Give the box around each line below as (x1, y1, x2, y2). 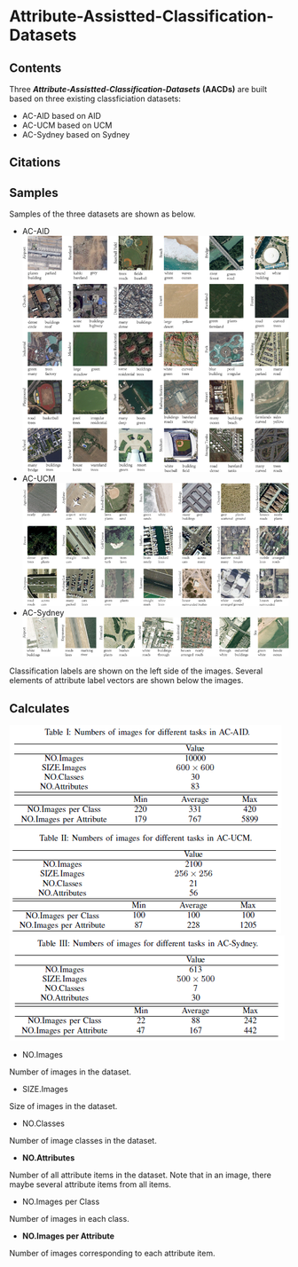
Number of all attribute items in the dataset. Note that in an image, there (9, 1169, 272, 1181)
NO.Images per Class (21, 1196, 100, 1208)
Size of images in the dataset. (9, 1101, 118, 1112)
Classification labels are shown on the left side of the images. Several (9, 665, 263, 676)
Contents (9, 60, 62, 75)
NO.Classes (21, 1118, 65, 1129)
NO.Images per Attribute (21, 1231, 115, 1241)
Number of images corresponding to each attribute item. (9, 1248, 216, 1259)
